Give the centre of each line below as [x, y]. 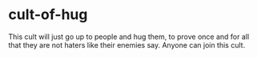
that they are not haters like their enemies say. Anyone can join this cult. [127, 44]
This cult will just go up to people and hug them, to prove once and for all [129, 37]
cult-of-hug [48, 15]
